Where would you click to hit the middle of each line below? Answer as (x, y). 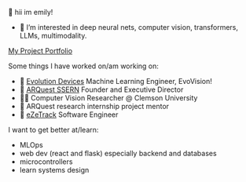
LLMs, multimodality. (53, 36)
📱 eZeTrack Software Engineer (69, 115)
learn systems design (54, 170)
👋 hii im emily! (31, 12)
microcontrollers (46, 162)
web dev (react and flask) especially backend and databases (118, 153)
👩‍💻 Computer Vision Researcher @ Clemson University (108, 98)
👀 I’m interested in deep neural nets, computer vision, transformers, (129, 27)
